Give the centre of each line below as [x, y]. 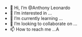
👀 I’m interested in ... [31, 13]
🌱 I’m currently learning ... [36, 18]
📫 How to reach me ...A [35, 29]
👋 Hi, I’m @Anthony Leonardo [40, 8]
